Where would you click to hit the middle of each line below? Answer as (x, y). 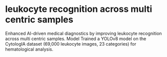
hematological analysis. (29, 49)
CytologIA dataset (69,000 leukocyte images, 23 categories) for (71, 44)
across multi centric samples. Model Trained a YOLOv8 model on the (76, 39)
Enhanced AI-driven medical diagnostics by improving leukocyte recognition (83, 33)
